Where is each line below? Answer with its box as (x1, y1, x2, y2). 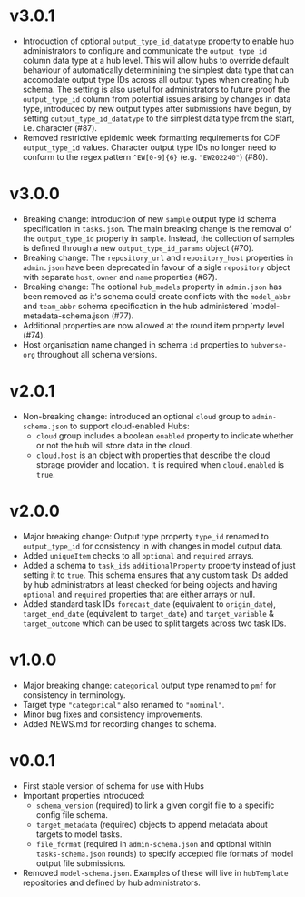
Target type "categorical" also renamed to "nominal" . (22, 699, 225, 710)
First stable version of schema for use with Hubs (22, 780, 204, 791)
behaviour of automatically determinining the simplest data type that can (22, 65, 295, 76)
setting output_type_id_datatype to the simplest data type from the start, (22, 113, 295, 124)
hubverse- (250, 340, 288, 350)
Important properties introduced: (22, 790, 145, 801)
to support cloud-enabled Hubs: (69, 420, 191, 431)
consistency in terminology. (22, 689, 126, 700)
